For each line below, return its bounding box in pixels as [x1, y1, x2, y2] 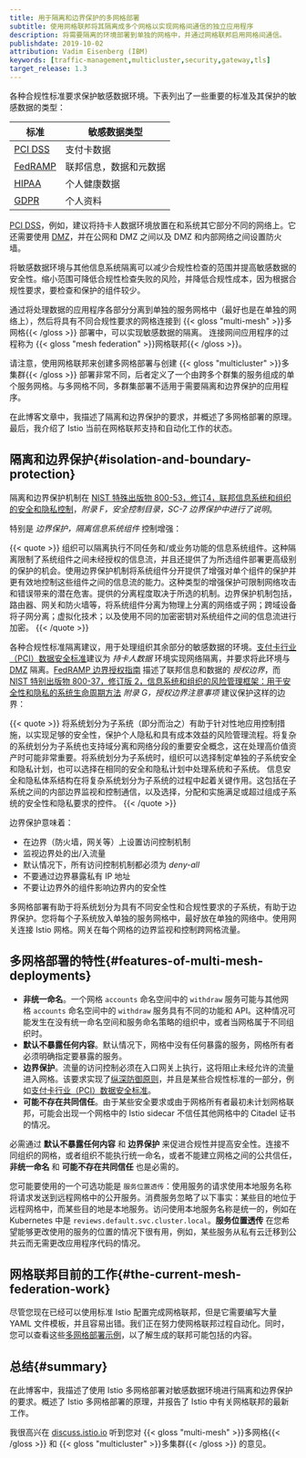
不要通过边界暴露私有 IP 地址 [22, 870, 131, 881]
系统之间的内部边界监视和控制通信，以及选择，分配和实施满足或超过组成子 [9, 786, 289, 797]
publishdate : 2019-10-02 [9, 38, 104, 48]
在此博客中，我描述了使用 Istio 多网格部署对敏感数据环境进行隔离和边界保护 [9, 1385, 293, 1396]
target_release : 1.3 [9, 65, 88, 74]
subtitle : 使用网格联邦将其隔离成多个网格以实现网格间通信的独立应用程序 [9, 22, 254, 31]
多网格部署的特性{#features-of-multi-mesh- [9, 954, 264, 969]
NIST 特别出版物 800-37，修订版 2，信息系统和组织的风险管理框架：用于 [9, 676, 283, 687]
